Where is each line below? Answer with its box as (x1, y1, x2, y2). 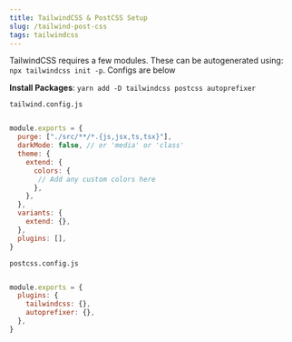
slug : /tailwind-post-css (9, 22, 107, 31)
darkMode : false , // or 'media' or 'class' (17, 141, 184, 150)
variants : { (17, 208, 63, 218)
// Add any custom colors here (37, 175, 156, 184)
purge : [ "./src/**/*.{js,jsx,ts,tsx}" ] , (17, 133, 172, 142)
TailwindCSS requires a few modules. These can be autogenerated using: (9, 55, 284, 66)
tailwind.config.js (9, 100, 83, 109)
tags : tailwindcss (9, 30, 79, 39)
